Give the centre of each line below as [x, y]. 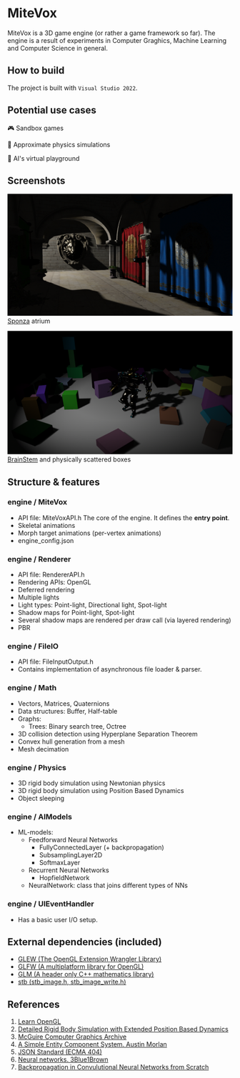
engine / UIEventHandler [51, 904]
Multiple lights [38, 597]
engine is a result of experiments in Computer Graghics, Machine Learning [117, 40]
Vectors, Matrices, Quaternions [64, 703]
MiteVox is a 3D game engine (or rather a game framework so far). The [111, 33]
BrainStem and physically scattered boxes [69, 459]
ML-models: [35, 832]
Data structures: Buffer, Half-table [67, 711]
